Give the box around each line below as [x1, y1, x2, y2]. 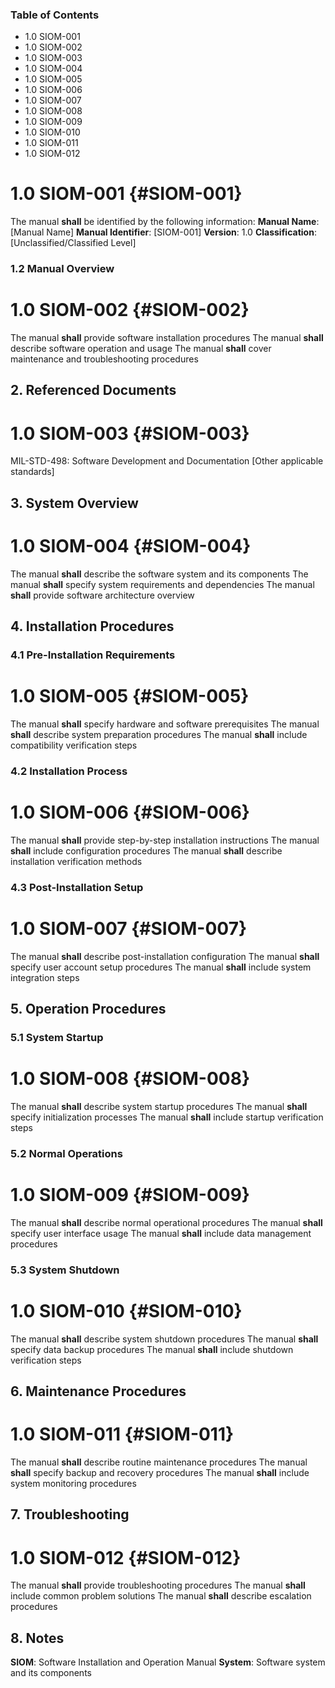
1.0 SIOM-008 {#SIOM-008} [10, 1068, 251, 1090]
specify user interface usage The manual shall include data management [10, 1227, 312, 1239]
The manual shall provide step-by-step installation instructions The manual [10, 834, 320, 846]
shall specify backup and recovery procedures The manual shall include [10, 1467, 310, 1479]
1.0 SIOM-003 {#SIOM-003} [10, 422, 250, 445]
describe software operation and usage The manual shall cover [10, 343, 272, 355]
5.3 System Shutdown [10, 1263, 120, 1277]
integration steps [10, 971, 80, 983]
